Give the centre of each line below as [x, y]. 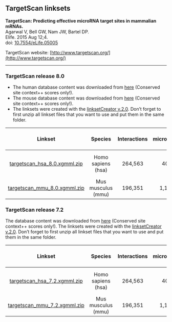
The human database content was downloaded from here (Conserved [86, 87]
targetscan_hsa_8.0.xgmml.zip [46, 164]
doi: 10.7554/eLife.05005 [32, 43]
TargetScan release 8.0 [35, 76]
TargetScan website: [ [28, 52]
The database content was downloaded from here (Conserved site [76, 221]
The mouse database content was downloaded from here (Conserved [86, 98]
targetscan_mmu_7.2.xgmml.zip [46, 306]
